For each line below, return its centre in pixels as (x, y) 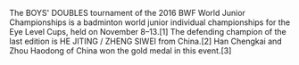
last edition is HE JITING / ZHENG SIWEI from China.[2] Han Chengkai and (146, 41)
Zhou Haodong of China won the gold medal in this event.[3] (120, 51)
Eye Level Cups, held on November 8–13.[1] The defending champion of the (148, 32)
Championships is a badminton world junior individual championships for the (150, 22)
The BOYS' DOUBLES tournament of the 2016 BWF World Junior (127, 13)
